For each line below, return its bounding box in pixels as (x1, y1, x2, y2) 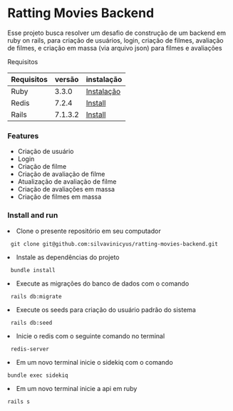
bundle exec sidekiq (7, 372, 69, 379)
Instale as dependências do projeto (16, 253, 120, 261)
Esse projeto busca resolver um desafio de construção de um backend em (7, 28, 227, 37)
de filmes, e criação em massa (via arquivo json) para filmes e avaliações (7, 43, 222, 52)
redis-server (10, 345, 50, 353)
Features (7, 130, 39, 140)
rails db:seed (10, 319, 53, 326)
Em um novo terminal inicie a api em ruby (16, 384, 138, 392)
